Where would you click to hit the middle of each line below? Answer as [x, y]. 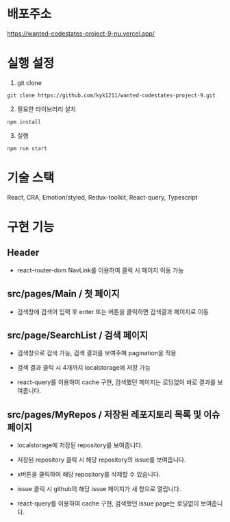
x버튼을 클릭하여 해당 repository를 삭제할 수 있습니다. [89, 475]
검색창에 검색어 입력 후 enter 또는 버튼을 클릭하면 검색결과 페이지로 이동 [113, 311]
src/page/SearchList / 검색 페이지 [78, 336]
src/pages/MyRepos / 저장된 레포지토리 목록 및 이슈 [114, 415]
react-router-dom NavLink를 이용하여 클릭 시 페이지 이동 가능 [100, 270]
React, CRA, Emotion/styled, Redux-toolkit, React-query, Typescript [102, 197]
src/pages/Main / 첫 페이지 [63, 294]
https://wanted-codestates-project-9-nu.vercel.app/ [81, 33]
